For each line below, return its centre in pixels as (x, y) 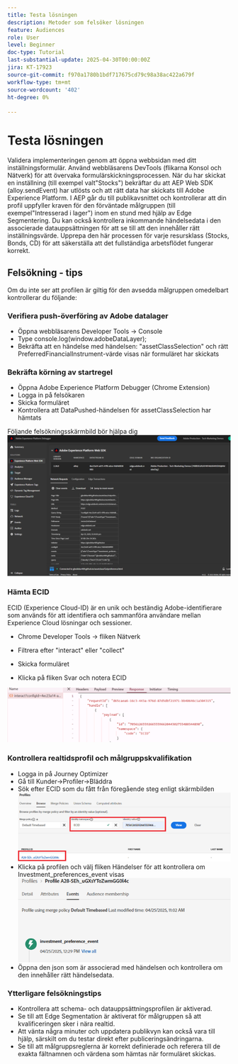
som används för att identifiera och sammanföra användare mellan (104, 615)
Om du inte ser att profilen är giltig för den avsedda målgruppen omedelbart (118, 290)
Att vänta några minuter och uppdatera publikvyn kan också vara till (116, 1031)
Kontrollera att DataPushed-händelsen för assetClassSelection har (114, 410)
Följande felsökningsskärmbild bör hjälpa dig (73, 432)
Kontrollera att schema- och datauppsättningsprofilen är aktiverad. (115, 1009)
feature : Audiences (36, 30)
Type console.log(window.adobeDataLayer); (82, 339)
